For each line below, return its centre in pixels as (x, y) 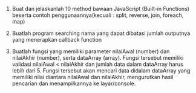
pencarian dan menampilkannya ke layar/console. (74, 83)
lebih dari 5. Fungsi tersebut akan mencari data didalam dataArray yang (101, 71)
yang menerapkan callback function (57, 40)
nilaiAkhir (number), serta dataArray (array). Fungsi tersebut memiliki (98, 58)
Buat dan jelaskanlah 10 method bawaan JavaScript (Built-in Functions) (100, 9)
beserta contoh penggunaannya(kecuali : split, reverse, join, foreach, (98, 15)
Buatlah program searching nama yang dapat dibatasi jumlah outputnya (101, 33)
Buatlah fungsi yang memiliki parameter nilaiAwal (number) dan (91, 51)
